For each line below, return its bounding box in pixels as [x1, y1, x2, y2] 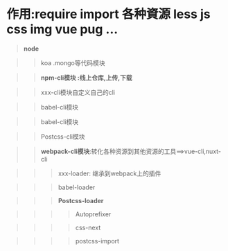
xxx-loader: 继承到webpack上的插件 [58, 169, 161, 178]
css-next [75, 223, 101, 232]
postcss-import [75, 236, 119, 245]
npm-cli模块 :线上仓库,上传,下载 [40, 73, 132, 82]
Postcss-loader [58, 196, 104, 205]
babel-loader [58, 183, 96, 191]
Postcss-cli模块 [40, 132, 85, 141]
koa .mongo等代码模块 [40, 58, 105, 67]
